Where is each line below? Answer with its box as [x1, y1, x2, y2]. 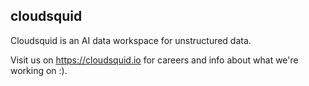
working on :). [10, 64, 68, 76]
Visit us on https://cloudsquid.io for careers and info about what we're [10, 54, 299, 66]
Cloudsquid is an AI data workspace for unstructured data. [10, 34, 252, 46]
